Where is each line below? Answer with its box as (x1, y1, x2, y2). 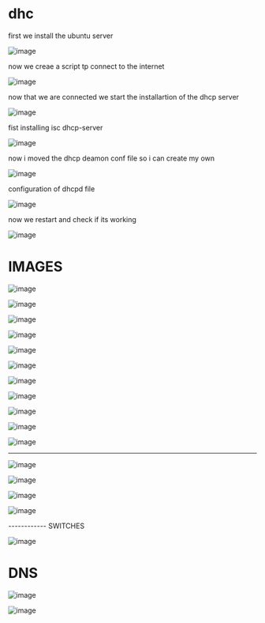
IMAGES (8, 258, 63, 276)
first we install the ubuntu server (8, 31, 114, 40)
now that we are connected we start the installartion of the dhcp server (8, 92, 239, 101)
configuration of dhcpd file (8, 183, 95, 194)
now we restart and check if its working (8, 214, 136, 224)
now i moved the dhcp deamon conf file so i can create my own (8, 153, 215, 163)
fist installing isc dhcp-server (8, 123, 103, 132)
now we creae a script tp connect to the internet (8, 61, 165, 71)
